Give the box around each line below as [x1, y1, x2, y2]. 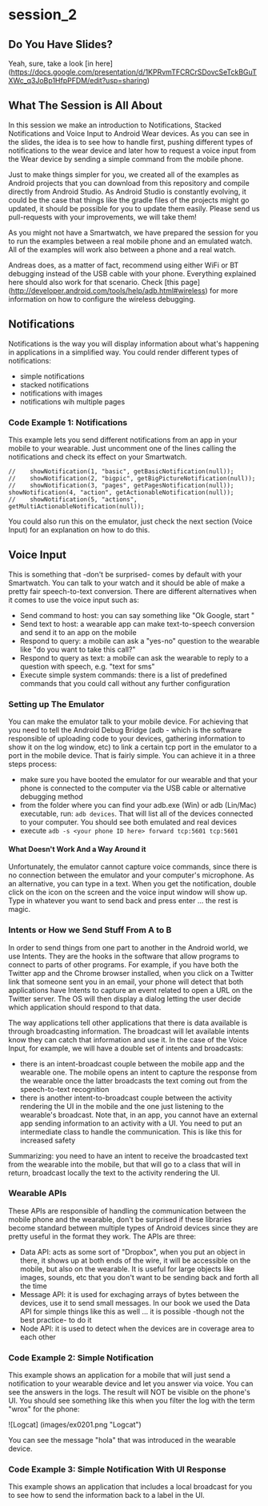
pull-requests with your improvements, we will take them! [8, 212, 198, 222]
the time [19, 1281, 48, 1291]
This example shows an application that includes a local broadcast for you [8, 1482, 253, 1492]
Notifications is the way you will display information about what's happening [8, 339, 259, 348]
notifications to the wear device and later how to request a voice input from [8, 146, 256, 155]
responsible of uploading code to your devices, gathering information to [8, 734, 246, 744]
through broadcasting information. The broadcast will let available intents [8, 1026, 250, 1036]
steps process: [8, 759, 58, 769]
